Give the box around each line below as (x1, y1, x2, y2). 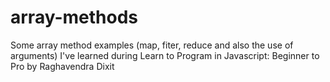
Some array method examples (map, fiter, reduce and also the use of (10, 39, 294, 51)
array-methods (10, 6, 138, 29)
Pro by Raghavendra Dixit (10, 60, 115, 72)
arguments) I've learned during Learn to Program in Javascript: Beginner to (10, 49, 320, 61)
